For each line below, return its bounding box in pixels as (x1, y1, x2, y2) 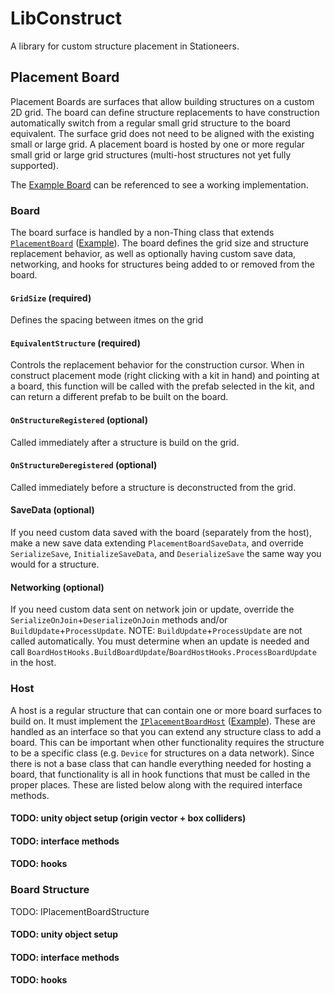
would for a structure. (10, 558, 100, 571)
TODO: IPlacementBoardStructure (10, 905, 150, 917)
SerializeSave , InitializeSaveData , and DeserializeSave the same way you (10, 548, 322, 560)
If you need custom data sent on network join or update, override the (10, 603, 295, 616)
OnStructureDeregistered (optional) (10, 459, 158, 471)
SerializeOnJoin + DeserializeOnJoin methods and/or (10, 614, 228, 626)
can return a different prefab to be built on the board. (10, 391, 229, 403)
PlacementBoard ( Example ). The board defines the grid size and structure (10, 237, 309, 249)
